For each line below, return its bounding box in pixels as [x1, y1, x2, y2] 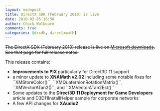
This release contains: [5, 59, 51, 65]
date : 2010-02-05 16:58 [5, 16, 55, 21]
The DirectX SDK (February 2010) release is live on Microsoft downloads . [5, 44, 156, 50]
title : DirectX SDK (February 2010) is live [5, 12, 99, 17]
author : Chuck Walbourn [5, 21, 55, 26]
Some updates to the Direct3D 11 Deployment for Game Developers [12, 90, 153, 96]
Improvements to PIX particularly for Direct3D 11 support [12, 69, 130, 75]
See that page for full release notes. [5, 49, 79, 55]
